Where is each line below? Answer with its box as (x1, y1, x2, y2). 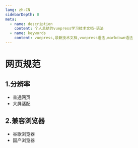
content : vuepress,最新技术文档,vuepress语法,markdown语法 (14, 36, 133, 41)
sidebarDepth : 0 (5, 12, 39, 17)
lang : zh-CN (5, 7, 30, 13)
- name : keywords (10, 31, 46, 36)
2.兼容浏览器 (5, 116, 45, 125)
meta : (5, 17, 17, 22)
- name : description (10, 21, 53, 27)
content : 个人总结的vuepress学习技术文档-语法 (14, 26, 104, 31)
